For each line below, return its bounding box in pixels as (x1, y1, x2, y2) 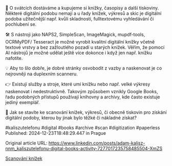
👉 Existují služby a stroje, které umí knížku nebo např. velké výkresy (5, 81, 150, 87)
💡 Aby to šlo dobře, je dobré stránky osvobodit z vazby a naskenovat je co (5, 65, 162, 71)
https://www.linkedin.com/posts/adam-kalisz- (48, 140, 145, 146)
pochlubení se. (5, 21, 37, 27)
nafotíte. (5, 55, 23, 61)
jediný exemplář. (5, 99, 40, 105)
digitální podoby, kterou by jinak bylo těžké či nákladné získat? (5, 115, 137, 120)
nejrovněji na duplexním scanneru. (5, 71, 78, 77)
